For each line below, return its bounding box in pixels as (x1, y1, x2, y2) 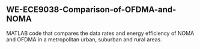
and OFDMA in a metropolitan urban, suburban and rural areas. (6, 35, 162, 43)
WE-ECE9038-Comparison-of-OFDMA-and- (6, 5, 177, 15)
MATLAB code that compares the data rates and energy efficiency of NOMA (6, 30, 195, 37)
